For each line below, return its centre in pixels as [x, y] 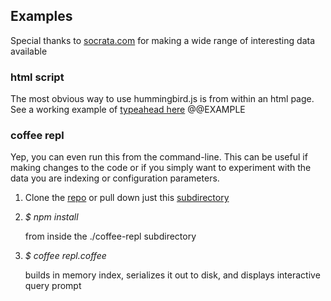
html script [37, 77]
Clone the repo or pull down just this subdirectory [127, 198]
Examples [41, 16]
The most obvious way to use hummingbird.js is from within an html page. [162, 99]
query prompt [53, 286]
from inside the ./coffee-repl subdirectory [110, 236]
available [29, 51]
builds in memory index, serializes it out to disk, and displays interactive [172, 275]
